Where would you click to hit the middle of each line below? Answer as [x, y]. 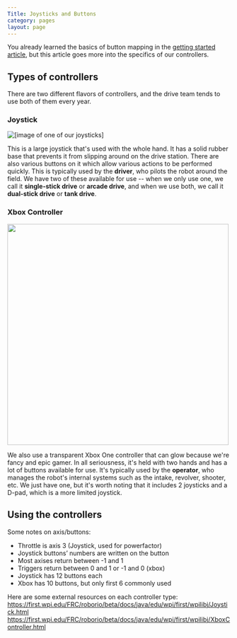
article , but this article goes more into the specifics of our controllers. [108, 54]
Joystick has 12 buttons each [60, 575]
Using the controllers [55, 515]
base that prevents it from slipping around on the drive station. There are [113, 156]
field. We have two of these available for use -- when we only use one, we [116, 179]
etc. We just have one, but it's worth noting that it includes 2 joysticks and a [117, 485]
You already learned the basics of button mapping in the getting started [111, 47]
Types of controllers [53, 77]
